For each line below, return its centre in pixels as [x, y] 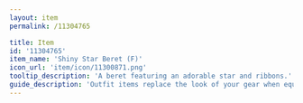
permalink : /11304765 [50, 26]
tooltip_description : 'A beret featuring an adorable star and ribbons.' [151, 76]
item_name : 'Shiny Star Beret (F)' [76, 60]
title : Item [32, 42]
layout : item [34, 18]
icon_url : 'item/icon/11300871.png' [78, 68]
